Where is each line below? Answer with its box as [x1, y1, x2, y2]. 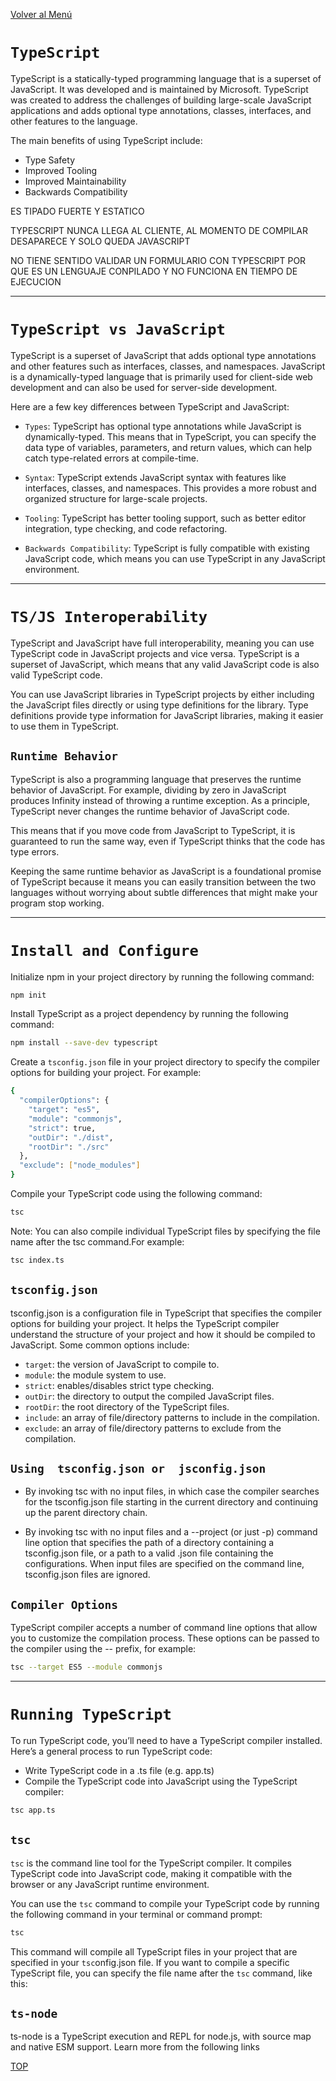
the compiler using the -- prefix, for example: [10, 1643, 197, 1655]
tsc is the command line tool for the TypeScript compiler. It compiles [10, 1857, 292, 1869]
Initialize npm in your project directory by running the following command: [10, 970, 315, 983]
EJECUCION [10, 275, 62, 288]
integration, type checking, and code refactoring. [24, 522, 228, 534]
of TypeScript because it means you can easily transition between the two [10, 875, 317, 888]
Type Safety [24, 154, 75, 166]
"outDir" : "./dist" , [28, 1132, 114, 1143]
